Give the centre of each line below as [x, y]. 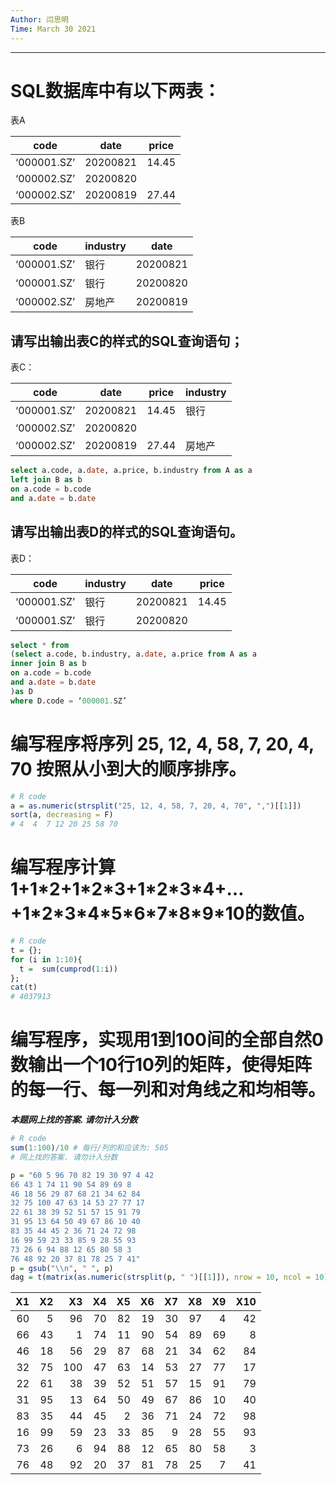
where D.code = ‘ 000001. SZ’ [69, 701]
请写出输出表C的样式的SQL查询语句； [127, 341]
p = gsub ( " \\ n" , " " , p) [62, 1268]
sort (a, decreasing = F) [62, 815]
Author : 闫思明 [39, 19]
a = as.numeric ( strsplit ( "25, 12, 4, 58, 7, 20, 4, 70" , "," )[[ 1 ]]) [156, 806]
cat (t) [24, 987]
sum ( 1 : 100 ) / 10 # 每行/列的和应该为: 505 [89, 1148]
